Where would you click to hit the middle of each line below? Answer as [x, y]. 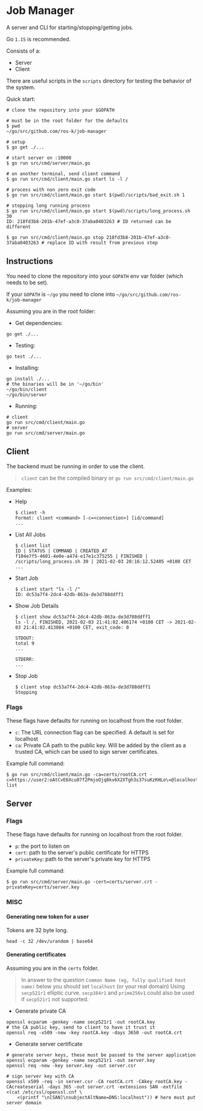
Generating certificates [36, 955]
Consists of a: [24, 51]
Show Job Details [37, 606]
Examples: [19, 489]
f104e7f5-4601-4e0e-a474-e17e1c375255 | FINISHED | [81, 556]
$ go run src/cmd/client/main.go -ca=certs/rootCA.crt [77, 774]
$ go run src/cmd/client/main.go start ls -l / [67, 179]
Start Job [27, 578]
